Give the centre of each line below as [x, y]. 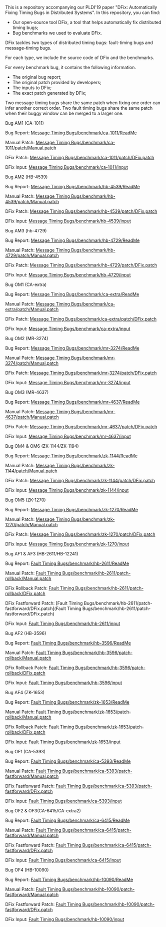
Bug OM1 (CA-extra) [26, 284]
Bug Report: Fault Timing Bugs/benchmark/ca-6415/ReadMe [67, 820]
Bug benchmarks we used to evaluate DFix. [57, 33]
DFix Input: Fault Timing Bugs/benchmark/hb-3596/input [64, 683]
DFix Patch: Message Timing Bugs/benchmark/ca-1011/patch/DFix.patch [80, 158]
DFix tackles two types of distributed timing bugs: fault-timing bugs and [79, 43]
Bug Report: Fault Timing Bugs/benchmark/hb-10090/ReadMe [69, 879]
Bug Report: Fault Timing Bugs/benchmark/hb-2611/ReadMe [67, 563]
